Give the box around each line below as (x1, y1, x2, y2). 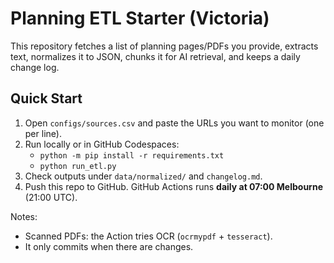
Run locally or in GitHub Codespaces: (24, 138, 180, 150)
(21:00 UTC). (24, 191, 78, 203)
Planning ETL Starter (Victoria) (10, 7, 270, 30)
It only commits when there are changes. (24, 240, 194, 252)
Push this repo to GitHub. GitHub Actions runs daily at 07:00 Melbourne (24, 180, 323, 192)
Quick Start (10, 90, 83, 107)
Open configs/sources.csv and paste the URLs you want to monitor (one (24, 117, 325, 129)
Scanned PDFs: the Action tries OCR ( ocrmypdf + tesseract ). (24, 230, 273, 242)
